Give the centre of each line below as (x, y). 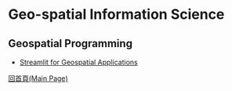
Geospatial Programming (71, 44)
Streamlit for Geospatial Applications (79, 62)
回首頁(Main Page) (38, 78)
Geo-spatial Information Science (116, 15)
